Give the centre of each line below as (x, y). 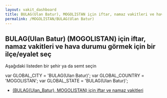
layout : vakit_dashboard (31, 10)
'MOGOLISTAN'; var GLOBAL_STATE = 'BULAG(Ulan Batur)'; (67, 81)
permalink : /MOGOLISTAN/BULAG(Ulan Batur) (50, 19)
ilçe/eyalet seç (28, 54)
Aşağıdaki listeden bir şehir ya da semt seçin (51, 66)
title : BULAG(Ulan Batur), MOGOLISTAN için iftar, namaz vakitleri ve (80, 14)
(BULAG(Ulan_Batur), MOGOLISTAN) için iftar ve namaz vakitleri (78, 90)
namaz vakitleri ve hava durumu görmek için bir (80, 47)
